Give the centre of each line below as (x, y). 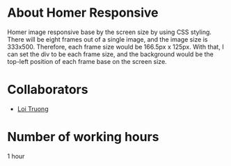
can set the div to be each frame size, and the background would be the (111, 54)
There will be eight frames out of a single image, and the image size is (107, 39)
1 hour (16, 156)
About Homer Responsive (83, 13)
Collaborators (48, 90)
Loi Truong (33, 108)
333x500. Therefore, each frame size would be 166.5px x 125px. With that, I (115, 47)
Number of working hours (83, 137)
